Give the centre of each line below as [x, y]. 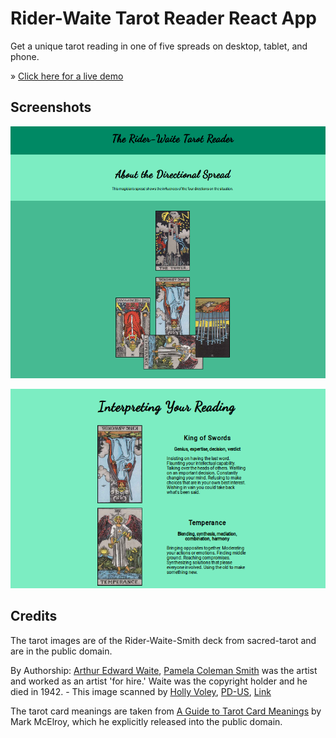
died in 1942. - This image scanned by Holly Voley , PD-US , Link [141, 691]
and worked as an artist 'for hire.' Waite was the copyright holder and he [159, 681]
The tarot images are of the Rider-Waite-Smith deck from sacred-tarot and [163, 640]
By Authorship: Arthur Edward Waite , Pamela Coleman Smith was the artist [164, 670]
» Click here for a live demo [67, 76]
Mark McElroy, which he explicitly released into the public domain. [146, 721]
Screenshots [51, 107]
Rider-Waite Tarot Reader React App [163, 18]
